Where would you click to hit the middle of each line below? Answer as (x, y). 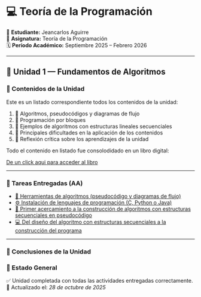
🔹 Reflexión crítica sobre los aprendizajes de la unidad (82, 139)
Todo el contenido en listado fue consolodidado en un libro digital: (88, 151)
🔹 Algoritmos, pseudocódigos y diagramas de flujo (77, 114)
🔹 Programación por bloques (50, 120)
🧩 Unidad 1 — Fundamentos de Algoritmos (86, 72)
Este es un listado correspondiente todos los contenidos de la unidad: (92, 102)
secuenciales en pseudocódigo (54, 215)
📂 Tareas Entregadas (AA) (45, 183)
